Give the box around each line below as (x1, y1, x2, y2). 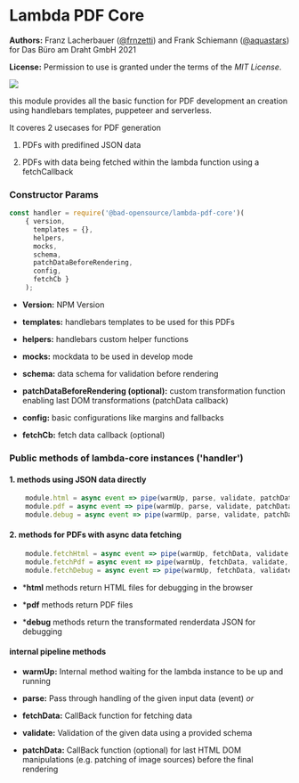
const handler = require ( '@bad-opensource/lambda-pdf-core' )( (9, 208, 245, 218)
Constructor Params (9, 188, 100, 200)
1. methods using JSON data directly (9, 474, 147, 485)
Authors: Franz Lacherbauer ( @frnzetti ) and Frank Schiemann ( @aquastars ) (9, 35, 290, 45)
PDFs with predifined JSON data (21, 139, 141, 150)
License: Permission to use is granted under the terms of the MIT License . (9, 61, 282, 72)
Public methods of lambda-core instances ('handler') (9, 452, 244, 464)
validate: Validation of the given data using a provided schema (21, 727, 253, 738)
